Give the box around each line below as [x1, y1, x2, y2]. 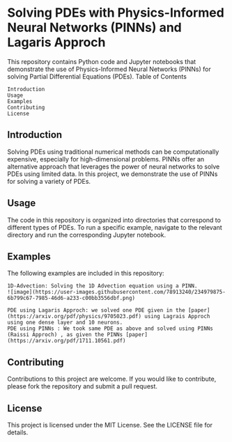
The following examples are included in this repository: [7, 269, 165, 278]
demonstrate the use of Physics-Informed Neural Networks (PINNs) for [7, 65, 211, 73]
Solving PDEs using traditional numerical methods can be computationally [7, 148, 219, 156]
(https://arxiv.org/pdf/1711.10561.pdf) [7, 338, 127, 345]
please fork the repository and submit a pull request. [7, 382, 158, 390]
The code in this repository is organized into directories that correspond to [7, 216, 222, 224]
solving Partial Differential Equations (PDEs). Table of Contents [7, 72, 187, 81]
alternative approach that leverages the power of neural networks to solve [7, 162, 220, 171]
